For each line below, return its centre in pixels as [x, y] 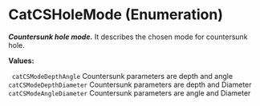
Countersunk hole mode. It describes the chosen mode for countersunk [128, 37]
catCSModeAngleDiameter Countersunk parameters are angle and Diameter [130, 92]
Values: [21, 61]
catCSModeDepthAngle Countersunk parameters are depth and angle [122, 76]
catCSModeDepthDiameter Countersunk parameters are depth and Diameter [130, 84]
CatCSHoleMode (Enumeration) [116, 15]
